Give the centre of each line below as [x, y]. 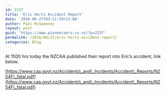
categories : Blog [23, 42]
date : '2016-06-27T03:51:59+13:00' [42, 19]
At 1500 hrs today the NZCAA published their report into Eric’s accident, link [83, 56]
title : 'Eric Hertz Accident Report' [44, 14]
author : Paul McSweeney [30, 24]
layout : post [19, 28]
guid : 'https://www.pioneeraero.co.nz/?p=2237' [56, 33]
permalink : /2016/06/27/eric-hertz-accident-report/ [61, 38]
